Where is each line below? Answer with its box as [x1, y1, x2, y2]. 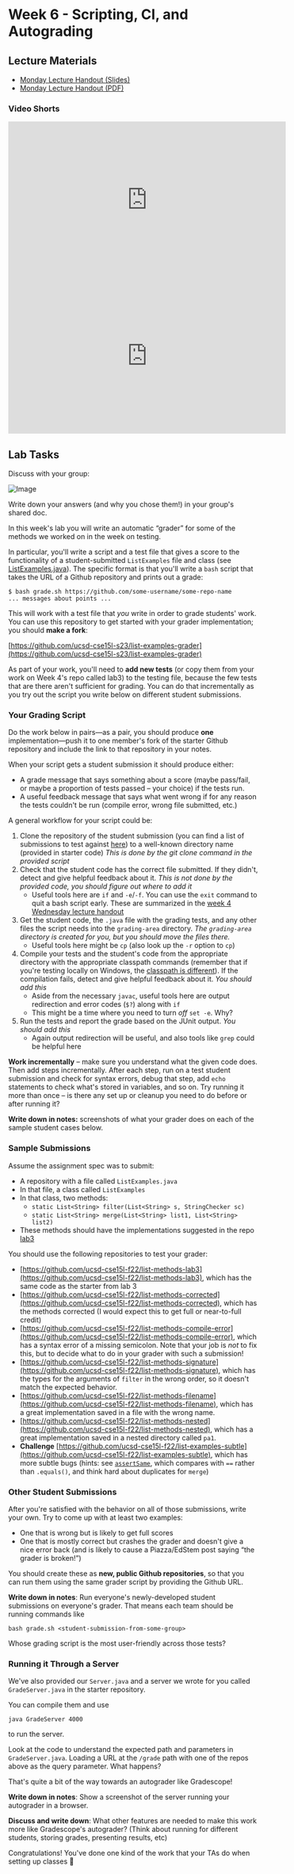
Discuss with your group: [8, 469, 90, 479]
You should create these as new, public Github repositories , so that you [8, 1569, 244, 1578]
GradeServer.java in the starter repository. [8, 1685, 146, 1694]
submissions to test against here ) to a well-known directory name [19, 839, 234, 849]
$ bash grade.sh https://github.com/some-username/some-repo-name [8, 588, 232, 596]
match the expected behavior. [19, 1382, 117, 1392]
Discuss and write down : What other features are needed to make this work [8, 1816, 258, 1826]
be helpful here [31, 1042, 82, 1051]
